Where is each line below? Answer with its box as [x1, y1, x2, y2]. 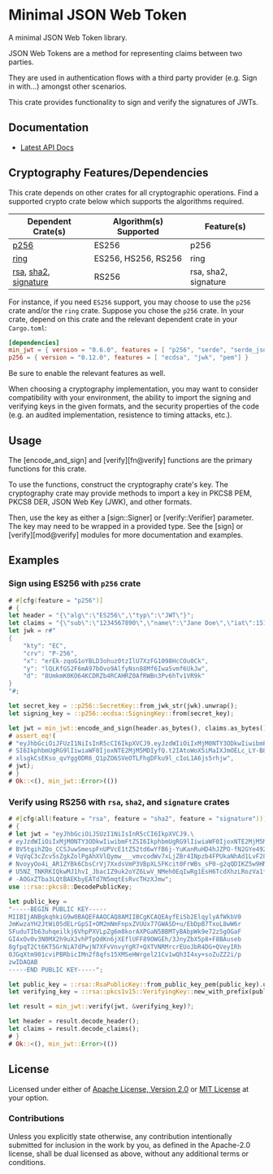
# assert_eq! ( [8, 731, 57, 740]
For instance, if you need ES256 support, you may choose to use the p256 [8, 297, 251, 307]
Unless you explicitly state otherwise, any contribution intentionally [8, 1131, 232, 1141]
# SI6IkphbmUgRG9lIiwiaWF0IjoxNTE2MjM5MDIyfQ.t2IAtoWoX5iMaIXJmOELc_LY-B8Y [8, 747, 271, 755]
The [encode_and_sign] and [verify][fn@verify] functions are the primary [8, 456, 253, 465]
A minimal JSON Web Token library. [8, 33, 128, 42]
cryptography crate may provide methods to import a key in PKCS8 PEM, [8, 488, 253, 498]
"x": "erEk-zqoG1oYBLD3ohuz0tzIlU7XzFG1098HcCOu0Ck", [23, 657, 209, 665]
